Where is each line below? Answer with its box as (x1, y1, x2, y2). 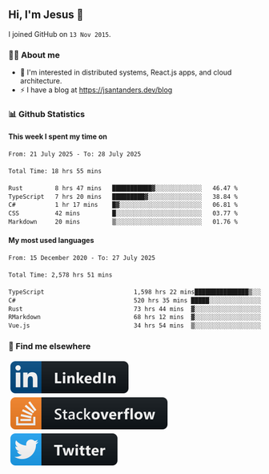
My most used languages (8, 235, 94, 245)
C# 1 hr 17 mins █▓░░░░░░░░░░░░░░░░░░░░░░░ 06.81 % (8, 201, 239, 209)
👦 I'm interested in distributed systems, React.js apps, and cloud (19, 67, 232, 77)
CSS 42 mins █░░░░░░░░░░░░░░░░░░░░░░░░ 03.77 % (8, 209, 239, 217)
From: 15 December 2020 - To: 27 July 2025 (8, 254, 156, 262)
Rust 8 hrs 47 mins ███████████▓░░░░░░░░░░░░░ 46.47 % (8, 184, 239, 192)
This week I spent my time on (8, 132, 108, 141)
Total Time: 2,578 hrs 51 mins (8, 271, 113, 279)
